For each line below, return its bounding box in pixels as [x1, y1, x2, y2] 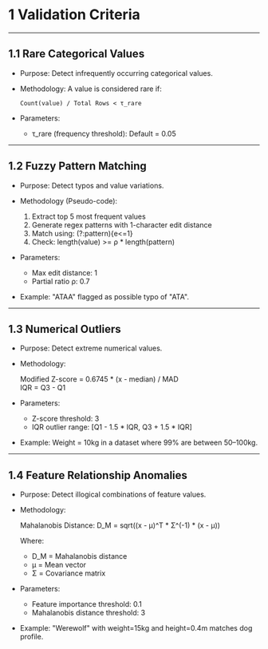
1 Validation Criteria [8, 6, 141, 24]
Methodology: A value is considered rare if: [19, 84, 162, 93]
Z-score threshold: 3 [31, 414, 100, 424]
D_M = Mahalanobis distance [31, 552, 128, 561]
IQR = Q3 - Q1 [19, 383, 66, 393]
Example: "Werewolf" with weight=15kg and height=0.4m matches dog [19, 623, 253, 633]
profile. [19, 632, 44, 642]
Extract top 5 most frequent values [31, 212, 146, 221]
